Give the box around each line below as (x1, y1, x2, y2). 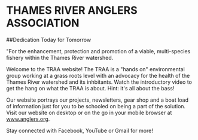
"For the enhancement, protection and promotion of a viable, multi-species (6, 47, 191, 54)
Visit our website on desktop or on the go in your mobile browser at (6, 109, 172, 116)
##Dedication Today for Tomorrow (6, 36, 92, 43)
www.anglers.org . (6, 115, 50, 123)
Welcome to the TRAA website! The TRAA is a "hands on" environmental (6, 65, 185, 72)
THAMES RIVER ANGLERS (6, 4, 138, 17)
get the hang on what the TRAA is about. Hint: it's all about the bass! (6, 84, 175, 92)
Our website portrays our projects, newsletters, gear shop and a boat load (6, 96, 189, 104)
